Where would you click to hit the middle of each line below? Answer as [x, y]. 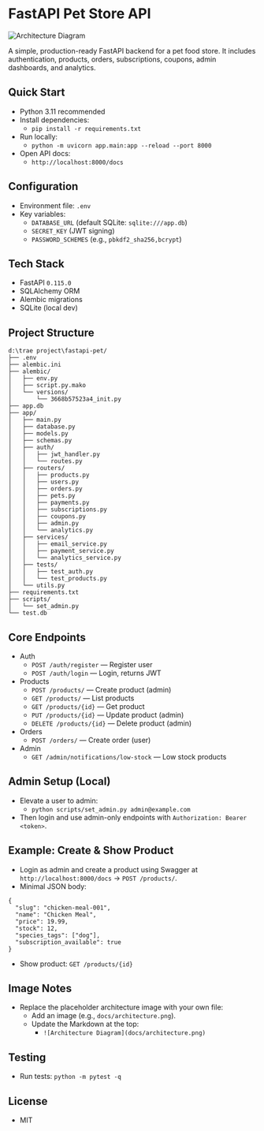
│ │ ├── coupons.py [47, 517]
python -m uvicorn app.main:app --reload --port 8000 [121, 146]
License [28, 1101]
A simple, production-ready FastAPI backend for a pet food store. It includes [132, 50]
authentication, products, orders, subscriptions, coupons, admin [112, 59]
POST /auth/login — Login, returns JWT [96, 673]
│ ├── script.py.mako [47, 386]
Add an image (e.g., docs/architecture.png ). [103, 1016]
